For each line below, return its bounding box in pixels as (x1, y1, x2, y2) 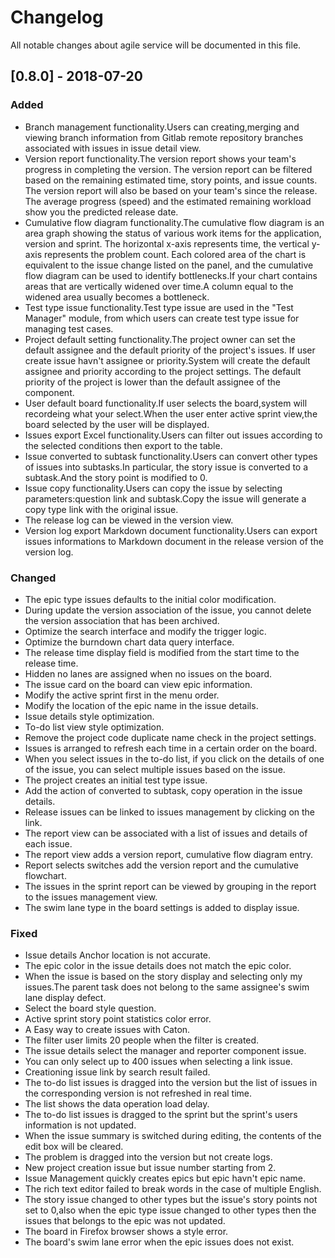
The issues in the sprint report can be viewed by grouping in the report (24, 880, 317, 892)
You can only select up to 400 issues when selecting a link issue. (24, 1056, 293, 1068)
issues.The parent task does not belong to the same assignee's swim (24, 981, 310, 993)
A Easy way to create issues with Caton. (24, 1024, 191, 1036)
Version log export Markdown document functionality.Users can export (24, 524, 318, 536)
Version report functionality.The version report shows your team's (24, 152, 297, 165)
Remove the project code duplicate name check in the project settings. (24, 731, 317, 743)
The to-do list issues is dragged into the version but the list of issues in (24, 1077, 318, 1089)
